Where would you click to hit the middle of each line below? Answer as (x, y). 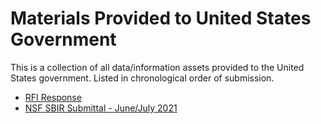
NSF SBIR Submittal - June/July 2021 (101, 108)
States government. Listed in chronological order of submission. (142, 78)
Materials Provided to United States (161, 18)
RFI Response (53, 97)
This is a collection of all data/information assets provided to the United (157, 67)
